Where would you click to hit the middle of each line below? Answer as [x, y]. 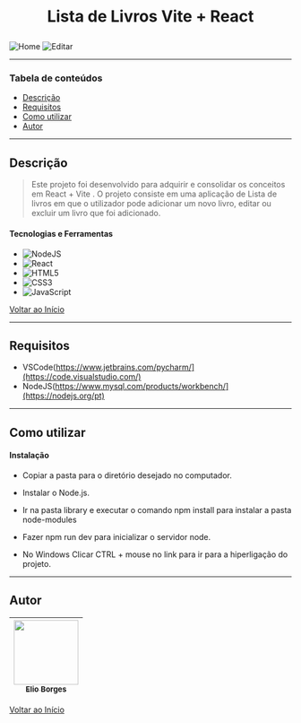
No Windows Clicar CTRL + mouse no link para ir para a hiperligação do [155, 554]
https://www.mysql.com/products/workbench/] [142, 387]
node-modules [50, 519]
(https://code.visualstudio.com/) [82, 377]
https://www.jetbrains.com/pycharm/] [125, 367]
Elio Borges [46, 689]
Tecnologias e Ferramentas [61, 233]
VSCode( [39, 367]
